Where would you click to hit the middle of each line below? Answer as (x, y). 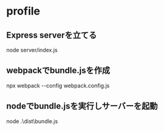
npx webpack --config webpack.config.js (58, 86)
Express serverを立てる (52, 35)
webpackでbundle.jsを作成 (58, 71)
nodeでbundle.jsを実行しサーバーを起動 (82, 106)
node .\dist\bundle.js (32, 121)
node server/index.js (32, 50)
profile (23, 11)
